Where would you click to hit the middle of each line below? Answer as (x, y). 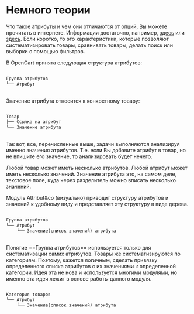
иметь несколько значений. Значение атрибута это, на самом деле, (91, 174)
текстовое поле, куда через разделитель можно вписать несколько (91, 180)
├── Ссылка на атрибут (34, 122)
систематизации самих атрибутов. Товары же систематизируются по (93, 254)
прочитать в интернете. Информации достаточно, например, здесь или (96, 32)
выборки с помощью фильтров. (46, 51)
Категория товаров (28, 294)
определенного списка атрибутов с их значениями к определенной (91, 266)
